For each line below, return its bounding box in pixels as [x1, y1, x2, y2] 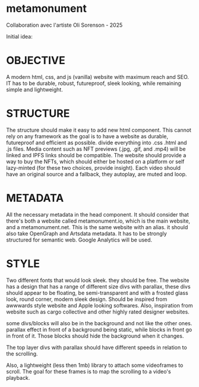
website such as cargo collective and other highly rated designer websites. [6, 308, 190, 315]
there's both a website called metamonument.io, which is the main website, [6, 217, 191, 224]
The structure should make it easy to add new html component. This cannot [6, 126, 192, 134]
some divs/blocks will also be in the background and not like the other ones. [6, 319, 192, 326]
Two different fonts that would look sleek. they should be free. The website [6, 277, 189, 284]
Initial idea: [6, 33, 33, 40]
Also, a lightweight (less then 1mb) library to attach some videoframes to [6, 361, 184, 369]
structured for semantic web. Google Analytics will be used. [6, 236, 153, 243]
